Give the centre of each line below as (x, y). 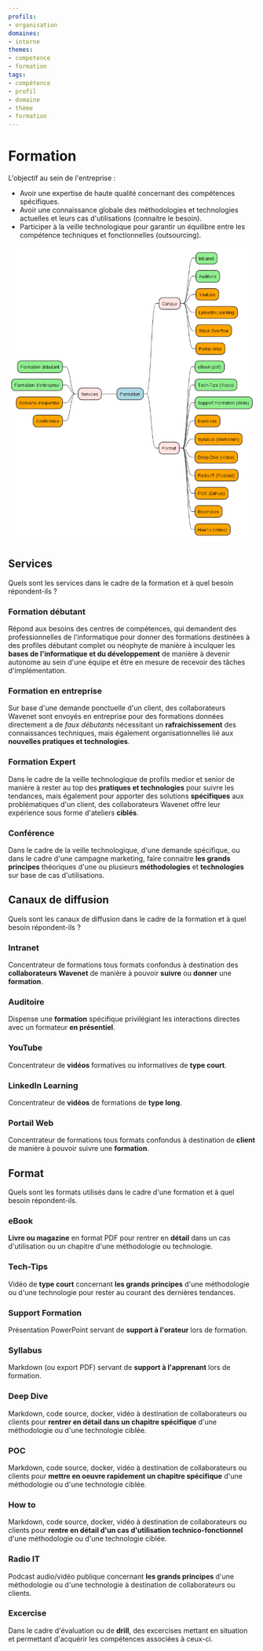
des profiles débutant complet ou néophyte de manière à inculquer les (122, 646)
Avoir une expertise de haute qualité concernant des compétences (127, 194)
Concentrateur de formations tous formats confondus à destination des (123, 965)
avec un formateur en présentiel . (62, 1027)
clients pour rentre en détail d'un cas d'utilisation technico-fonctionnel (126, 1531)
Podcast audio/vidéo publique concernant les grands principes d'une (121, 1576)
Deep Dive (28, 1396)
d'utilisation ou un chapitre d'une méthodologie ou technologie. (111, 1246)
